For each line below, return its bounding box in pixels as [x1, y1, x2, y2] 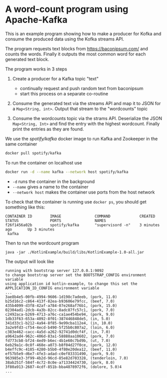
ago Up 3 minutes [5, 226, 55, 232]
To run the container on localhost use [5, 159, 82, 165]
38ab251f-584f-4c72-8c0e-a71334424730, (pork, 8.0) [5, 360, 115, 365]
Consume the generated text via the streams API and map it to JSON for [12, 100, 161, 106]
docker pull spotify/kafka [5, 150, 61, 155]
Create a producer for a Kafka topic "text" [12, 75, 99, 81]
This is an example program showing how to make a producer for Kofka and [5, 30, 161, 36]
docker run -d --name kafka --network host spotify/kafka [5, 169, 128, 174]
